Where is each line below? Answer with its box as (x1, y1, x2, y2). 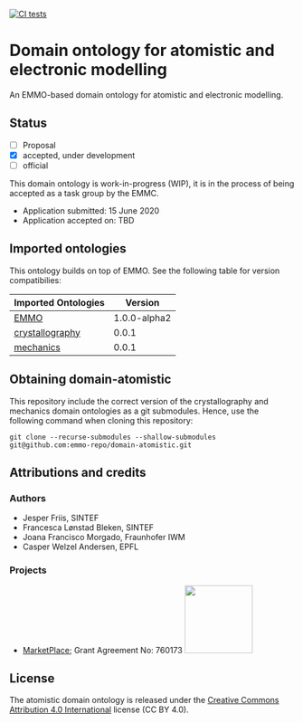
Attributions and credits (9, 464, 147, 480)
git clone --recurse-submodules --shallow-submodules (9, 433, 217, 442)
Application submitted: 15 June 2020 (22, 205, 160, 216)
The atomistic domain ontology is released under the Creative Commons (9, 695, 279, 706)
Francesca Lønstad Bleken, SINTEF (22, 522, 155, 533)
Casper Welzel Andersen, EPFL (22, 541, 139, 552)
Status (9, 116, 48, 131)
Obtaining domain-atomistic (9, 372, 172, 387)
